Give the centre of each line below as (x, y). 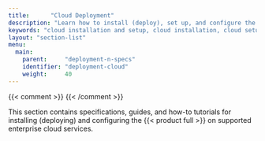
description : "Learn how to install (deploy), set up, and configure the (132, 23)
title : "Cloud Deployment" (61, 15)
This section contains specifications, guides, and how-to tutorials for (119, 112)
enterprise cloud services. (50, 128)
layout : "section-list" (47, 37)
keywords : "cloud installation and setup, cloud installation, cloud (125, 30)
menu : (17, 45)
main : (24, 52)
